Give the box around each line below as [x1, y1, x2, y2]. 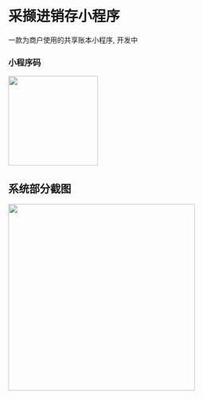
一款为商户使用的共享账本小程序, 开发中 [8, 35, 138, 45]
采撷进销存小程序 [8, 7, 121, 25]
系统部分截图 [8, 182, 72, 195]
